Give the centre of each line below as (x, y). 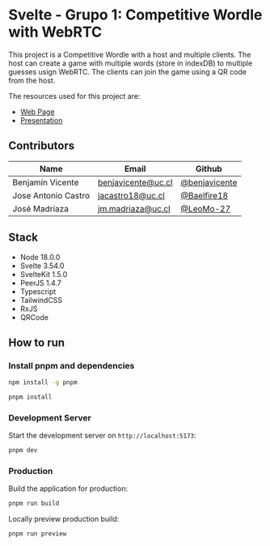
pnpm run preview (38, 534)
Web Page (37, 112)
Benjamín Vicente (46, 182)
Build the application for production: (68, 488)
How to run (37, 342)
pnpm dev (23, 450)
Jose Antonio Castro (51, 195)
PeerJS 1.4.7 (41, 283)
